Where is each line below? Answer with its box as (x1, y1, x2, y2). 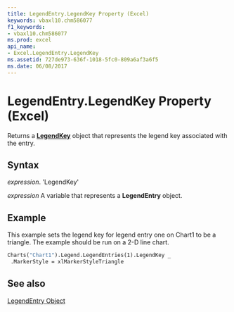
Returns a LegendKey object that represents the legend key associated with (7, 131, 228, 139)
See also (7, 277, 46, 289)
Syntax (7, 159, 39, 171)
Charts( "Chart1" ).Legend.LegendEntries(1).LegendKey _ (7, 251, 171, 259)
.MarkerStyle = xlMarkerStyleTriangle (10, 258, 124, 266)
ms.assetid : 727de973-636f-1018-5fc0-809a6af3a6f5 (7, 56, 159, 63)
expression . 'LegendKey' (7, 177, 79, 187)
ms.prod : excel (7, 37, 52, 44)
